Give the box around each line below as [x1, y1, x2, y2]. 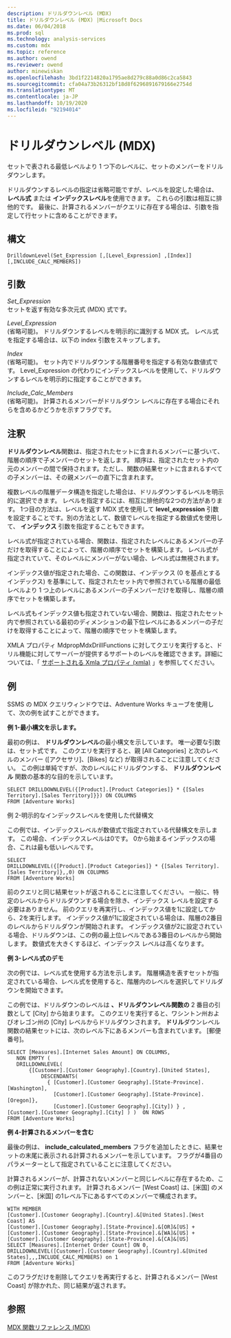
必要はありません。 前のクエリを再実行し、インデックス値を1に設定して [7, 905, 210, 913]
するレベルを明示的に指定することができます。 [12, 375, 146, 383]
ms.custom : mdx [7, 42, 51, 49]
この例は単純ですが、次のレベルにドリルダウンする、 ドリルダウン [20, 763, 210, 772]
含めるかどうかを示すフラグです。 [19, 406, 115, 414]
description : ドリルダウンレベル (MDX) [7, 10, 112, 17]
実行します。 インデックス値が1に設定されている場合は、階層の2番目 [28, 914, 223, 922]
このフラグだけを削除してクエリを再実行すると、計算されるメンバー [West [7, 1273, 218, 1281]
